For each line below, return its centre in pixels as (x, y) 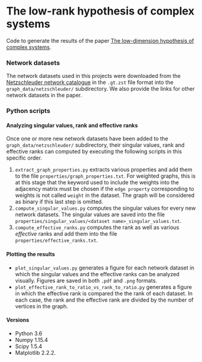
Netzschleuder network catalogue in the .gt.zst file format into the (90, 82)
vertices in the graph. (41, 306)
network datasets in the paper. (44, 95)
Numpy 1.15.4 (31, 340)
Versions (18, 320)
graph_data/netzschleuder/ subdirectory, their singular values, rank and (96, 145)
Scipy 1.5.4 (28, 346)
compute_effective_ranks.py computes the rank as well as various (97, 227)
